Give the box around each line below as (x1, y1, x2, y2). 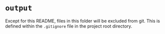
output (5, 3, 32, 13)
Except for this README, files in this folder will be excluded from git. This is (5, 18, 160, 24)
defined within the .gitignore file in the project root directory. (5, 23, 132, 29)
